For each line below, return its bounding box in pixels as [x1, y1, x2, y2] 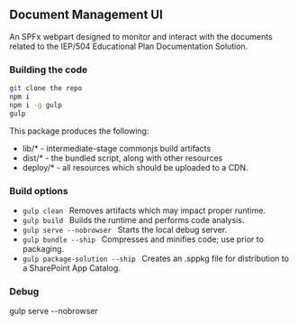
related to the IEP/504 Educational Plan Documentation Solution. [9, 41, 248, 51]
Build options [9, 184, 69, 197]
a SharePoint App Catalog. [22, 262, 122, 274]
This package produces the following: [9, 125, 149, 136]
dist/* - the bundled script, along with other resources [22, 153, 223, 163]
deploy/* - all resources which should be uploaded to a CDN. [22, 162, 249, 172]
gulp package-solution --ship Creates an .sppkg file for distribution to [22, 253, 290, 264]
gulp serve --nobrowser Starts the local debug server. [22, 224, 228, 235]
